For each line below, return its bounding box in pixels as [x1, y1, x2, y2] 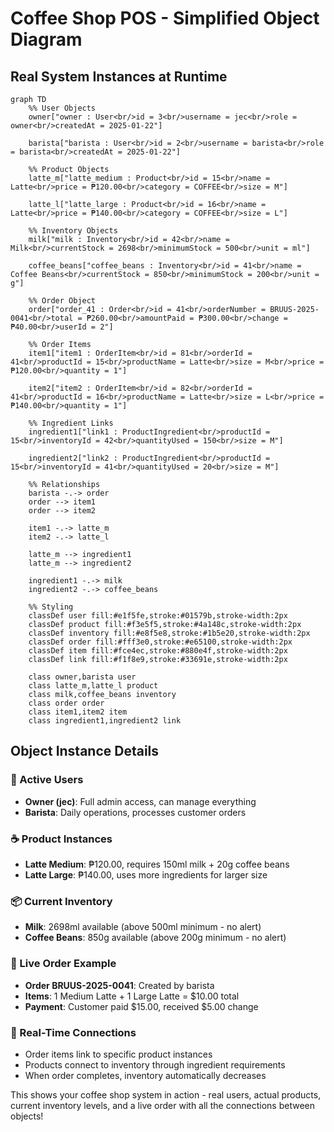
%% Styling [28, 602, 74, 612]
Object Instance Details [10, 743, 160, 760]
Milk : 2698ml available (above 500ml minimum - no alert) [24, 921, 262, 933]
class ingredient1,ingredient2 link [28, 716, 182, 726]
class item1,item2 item [28, 707, 128, 717]
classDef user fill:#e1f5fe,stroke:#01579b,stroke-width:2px [28, 611, 288, 621]
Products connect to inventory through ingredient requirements [24, 1058, 286, 1071]
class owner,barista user [28, 672, 137, 682]
